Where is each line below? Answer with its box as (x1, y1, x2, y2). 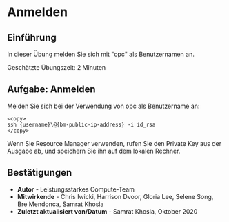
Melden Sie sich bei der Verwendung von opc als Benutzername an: (7, 102, 200, 110)
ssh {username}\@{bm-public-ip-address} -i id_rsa (7, 121, 156, 128)
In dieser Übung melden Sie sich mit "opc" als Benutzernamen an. (7, 50, 195, 58)
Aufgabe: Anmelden (7, 84, 96, 95)
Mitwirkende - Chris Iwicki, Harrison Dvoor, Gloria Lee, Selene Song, (17, 192, 214, 201)
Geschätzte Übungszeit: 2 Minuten (7, 64, 106, 71)
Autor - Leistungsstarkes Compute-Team (17, 185, 135, 194)
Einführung (7, 32, 57, 44)
